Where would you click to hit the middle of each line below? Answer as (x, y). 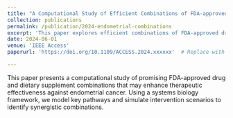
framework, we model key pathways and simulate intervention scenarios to (114, 99)
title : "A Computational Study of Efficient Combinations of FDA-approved (118, 13)
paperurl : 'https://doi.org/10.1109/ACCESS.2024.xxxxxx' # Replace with (116, 52)
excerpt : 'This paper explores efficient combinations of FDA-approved (113, 33)
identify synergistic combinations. (55, 107)
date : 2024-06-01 (32, 39)
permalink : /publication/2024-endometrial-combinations (89, 26)
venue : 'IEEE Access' (38, 46)
